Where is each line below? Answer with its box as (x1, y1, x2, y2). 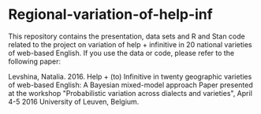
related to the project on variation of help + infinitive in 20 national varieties (8, 39, 252, 49)
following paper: (8, 57, 62, 66)
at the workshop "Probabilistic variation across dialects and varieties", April (8, 88, 252, 97)
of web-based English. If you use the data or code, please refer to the (8, 48, 235, 57)
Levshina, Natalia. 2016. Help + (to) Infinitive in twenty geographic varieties (8, 72, 252, 81)
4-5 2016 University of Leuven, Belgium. (8, 97, 140, 106)
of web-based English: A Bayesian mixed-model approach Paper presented (8, 80, 254, 90)
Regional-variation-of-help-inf (8, 6, 213, 24)
